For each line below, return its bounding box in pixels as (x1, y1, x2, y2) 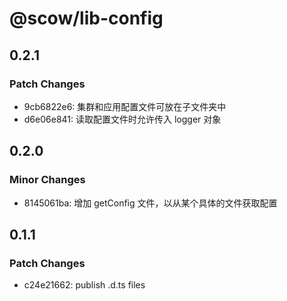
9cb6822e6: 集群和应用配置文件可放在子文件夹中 (23, 100, 227, 112)
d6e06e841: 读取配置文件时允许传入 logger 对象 (23, 113, 222, 125)
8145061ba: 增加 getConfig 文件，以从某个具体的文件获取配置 (23, 197, 278, 209)
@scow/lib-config (9, 7, 164, 30)
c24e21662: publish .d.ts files (23, 279, 146, 291)
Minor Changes (9, 173, 86, 187)
